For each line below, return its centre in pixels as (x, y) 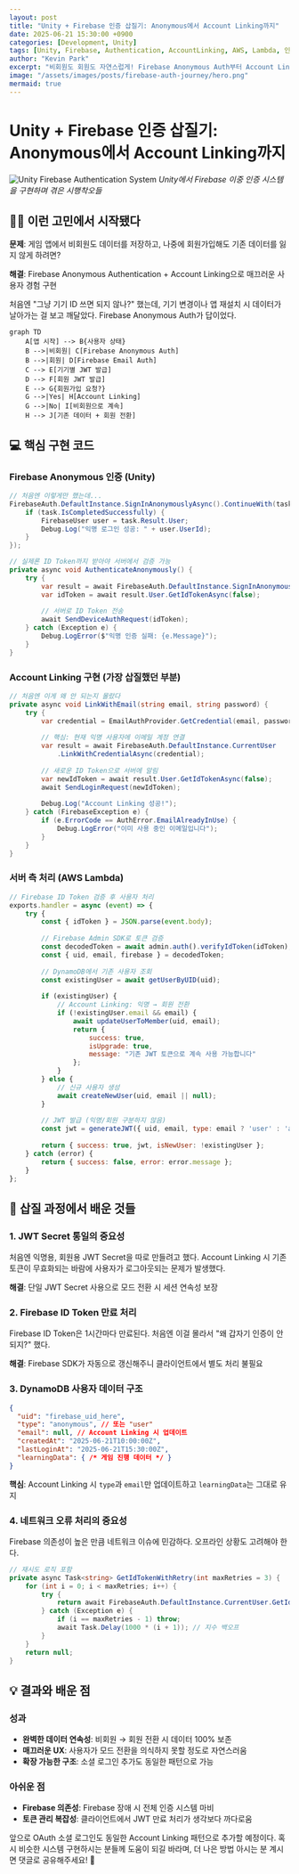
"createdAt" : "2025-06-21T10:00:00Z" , (89, 1441)
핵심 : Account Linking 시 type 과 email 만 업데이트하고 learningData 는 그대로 (143, 1484)
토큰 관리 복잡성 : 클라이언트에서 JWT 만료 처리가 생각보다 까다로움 (137, 1819)
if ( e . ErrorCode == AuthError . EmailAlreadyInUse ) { (139, 820)
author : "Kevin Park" (49, 59)
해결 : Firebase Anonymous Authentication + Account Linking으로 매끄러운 (142, 274)
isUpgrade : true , (121, 1046)
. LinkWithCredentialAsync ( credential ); (130, 754)
